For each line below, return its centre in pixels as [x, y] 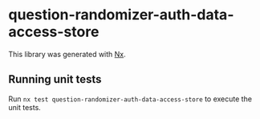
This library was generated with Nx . [67, 54]
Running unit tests [55, 79]
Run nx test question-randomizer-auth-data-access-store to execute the [130, 99]
